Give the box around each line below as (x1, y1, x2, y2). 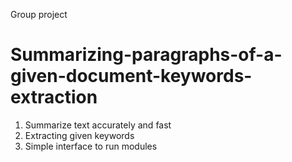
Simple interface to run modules (24, 140, 158, 152)
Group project (10, 9, 68, 20)
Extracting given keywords (24, 129, 135, 141)
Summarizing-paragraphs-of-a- (10, 44, 283, 66)
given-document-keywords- (10, 65, 253, 88)
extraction (10, 86, 98, 109)
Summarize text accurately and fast (24, 119, 172, 131)
